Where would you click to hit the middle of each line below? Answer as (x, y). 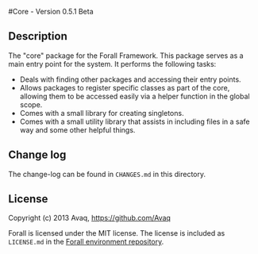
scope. (31, 104)
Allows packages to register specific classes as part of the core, (125, 87)
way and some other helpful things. (77, 129)
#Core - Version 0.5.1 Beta (51, 12)
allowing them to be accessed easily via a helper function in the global (135, 96)
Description (38, 36)
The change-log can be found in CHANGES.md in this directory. (107, 174)
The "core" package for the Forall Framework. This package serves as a (126, 56)
